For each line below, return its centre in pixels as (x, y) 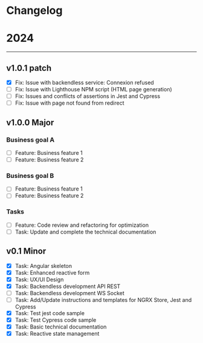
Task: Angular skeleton (43, 266)
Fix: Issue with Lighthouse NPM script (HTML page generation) (93, 89)
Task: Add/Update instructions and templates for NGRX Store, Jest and (103, 299)
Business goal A (31, 140)
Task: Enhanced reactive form (52, 272)
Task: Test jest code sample (50, 313)
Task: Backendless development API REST (68, 286)
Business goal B (30, 175)
